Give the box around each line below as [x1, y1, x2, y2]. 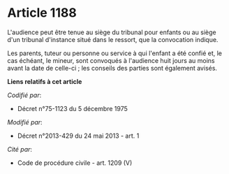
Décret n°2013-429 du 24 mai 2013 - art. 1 [17, 131, 140, 140]
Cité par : [7, 145, 33, 153]
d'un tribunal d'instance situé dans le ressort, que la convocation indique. [7, 35, 219, 43]
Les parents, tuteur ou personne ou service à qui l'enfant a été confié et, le [7, 49, 222, 57]
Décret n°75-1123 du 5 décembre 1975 [17, 104, 128, 113]
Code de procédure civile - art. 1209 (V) [17, 159, 133, 167]
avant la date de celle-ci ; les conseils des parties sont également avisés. [7, 64, 218, 72]
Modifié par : [7, 117, 43, 126]
